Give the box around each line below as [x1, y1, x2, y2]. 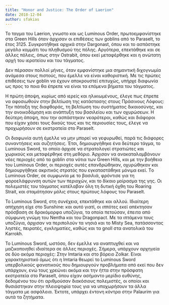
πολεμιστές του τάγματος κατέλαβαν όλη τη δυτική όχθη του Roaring [5, 183, 152, 189]
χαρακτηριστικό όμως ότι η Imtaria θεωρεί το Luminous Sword [5, 257, 136, 263]
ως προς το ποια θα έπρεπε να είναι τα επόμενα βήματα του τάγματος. [5, 83, 155, 89]
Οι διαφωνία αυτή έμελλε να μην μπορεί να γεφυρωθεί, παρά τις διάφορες [5, 135, 164, 141]
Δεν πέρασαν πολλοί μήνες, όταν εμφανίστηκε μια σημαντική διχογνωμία [5, 67, 161, 73]
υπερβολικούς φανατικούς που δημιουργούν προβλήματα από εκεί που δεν [5, 262, 164, 268]
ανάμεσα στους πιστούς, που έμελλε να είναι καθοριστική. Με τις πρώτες [5, 73, 161, 79]
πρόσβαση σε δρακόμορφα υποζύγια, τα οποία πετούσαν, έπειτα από [5, 209, 150, 215]
